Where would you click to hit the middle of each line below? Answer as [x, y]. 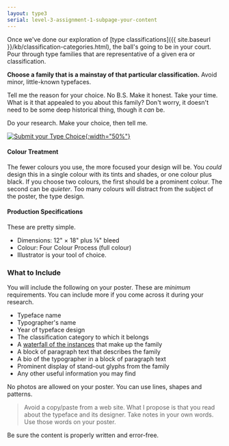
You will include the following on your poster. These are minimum [99, 288]
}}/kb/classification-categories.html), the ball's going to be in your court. [109, 47]
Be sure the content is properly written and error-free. [83, 435]
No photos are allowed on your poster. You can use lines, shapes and [105, 387]
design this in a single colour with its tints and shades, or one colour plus [109, 174]
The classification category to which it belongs [83, 337]
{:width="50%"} [108, 136]
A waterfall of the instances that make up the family [90, 345]
